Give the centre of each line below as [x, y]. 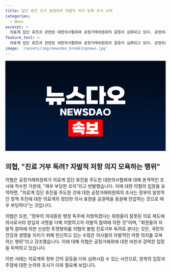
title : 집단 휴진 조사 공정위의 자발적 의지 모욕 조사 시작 [59, 11]
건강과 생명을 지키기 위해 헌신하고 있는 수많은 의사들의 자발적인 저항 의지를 [79, 235]
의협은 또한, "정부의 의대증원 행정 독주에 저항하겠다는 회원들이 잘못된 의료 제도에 [85, 216]
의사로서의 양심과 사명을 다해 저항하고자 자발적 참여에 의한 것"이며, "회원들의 [81, 223]
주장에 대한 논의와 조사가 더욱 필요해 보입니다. [51, 265]
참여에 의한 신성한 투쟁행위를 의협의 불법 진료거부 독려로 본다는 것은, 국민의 [89, 229]
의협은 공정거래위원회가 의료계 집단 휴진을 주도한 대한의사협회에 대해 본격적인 [82, 180]
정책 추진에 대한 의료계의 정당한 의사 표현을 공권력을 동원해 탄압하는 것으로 [84, 199]
